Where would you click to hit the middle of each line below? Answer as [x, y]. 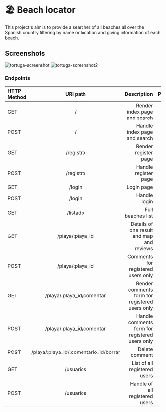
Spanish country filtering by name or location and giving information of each [83, 32]
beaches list [139, 216]
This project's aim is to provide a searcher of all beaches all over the [75, 27]
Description [139, 94]
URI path [76, 94]
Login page [140, 187]
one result [141, 230]
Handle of [142, 384]
